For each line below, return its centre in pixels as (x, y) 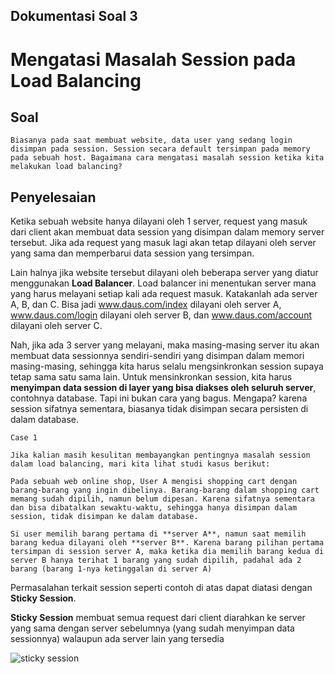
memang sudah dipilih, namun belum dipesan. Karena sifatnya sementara (162, 499)
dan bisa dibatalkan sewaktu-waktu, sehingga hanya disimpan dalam (154, 508)
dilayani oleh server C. (56, 326)
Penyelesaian (53, 197)
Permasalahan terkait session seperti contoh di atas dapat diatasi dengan (161, 588)
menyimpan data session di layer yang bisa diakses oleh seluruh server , (163, 388)
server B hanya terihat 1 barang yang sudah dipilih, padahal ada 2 (156, 560)
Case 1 (24, 438)
